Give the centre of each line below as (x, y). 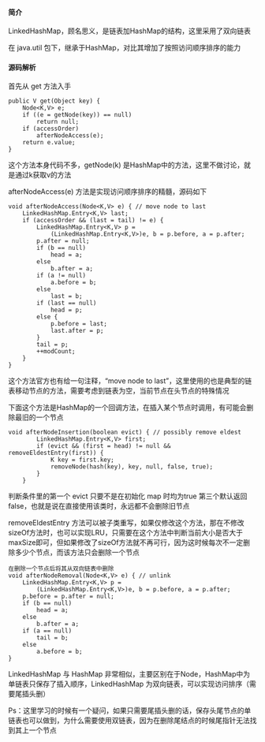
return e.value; (49, 143)
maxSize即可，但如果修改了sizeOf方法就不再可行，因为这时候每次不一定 (126, 543)
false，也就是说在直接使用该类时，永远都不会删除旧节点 (99, 506)
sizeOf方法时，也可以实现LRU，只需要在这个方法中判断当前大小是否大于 (125, 533)
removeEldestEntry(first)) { (56, 453)
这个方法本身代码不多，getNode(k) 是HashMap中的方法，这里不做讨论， (126, 165)
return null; (58, 122)
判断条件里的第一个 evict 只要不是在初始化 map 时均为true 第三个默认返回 (128, 496)
